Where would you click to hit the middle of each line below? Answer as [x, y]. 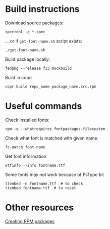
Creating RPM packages [30, 221]
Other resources [40, 207]
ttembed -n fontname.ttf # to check [44, 183]
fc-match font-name [25, 147]
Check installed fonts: [27, 120]
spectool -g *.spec [25, 32]
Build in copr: [19, 77]
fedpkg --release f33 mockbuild [38, 68]
